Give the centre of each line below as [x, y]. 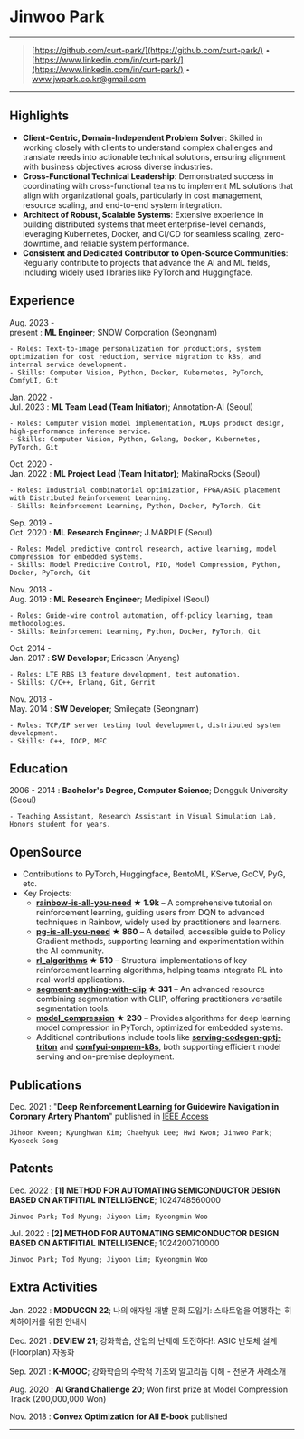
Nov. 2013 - [31, 699]
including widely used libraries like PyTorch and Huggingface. [138, 272]
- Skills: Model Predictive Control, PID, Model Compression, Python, [145, 564]
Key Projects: [47, 894]
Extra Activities [53, 1288]
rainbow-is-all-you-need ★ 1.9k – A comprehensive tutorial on [154, 903]
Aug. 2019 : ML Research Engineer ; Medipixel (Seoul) [109, 599]
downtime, [42, 243]
